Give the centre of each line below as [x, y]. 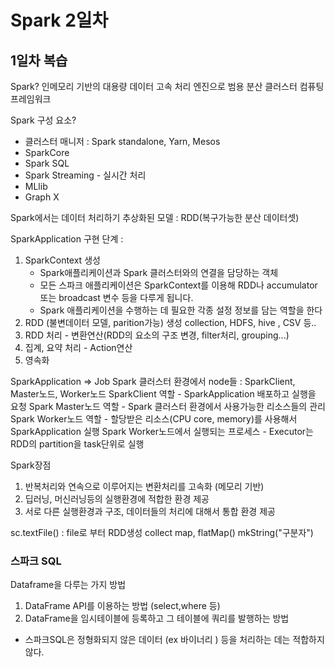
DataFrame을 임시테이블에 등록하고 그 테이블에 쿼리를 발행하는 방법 [157, 618]
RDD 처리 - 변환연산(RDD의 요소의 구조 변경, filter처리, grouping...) [157, 335]
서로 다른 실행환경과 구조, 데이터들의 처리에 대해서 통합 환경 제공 [150, 511]
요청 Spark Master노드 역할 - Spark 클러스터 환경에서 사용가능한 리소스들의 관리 [168, 406]
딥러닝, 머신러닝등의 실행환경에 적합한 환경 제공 [117, 499]
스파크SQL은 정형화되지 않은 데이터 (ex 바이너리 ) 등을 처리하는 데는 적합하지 [174, 640]
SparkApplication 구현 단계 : [67, 239]
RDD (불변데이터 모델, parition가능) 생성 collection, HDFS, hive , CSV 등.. [170, 322]
